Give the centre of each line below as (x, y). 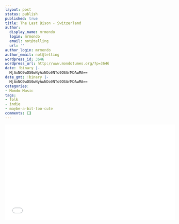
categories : (17, 86)
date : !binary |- (23, 68)
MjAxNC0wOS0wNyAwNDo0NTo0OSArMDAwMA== (49, 81)
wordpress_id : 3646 (25, 59)
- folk (12, 100)
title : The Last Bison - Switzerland (43, 23)
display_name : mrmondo (32, 32)
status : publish (21, 14)
